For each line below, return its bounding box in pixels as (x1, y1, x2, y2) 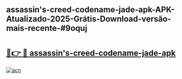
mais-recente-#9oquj (6, 23, 87, 33)
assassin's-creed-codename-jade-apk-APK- (6, 5, 175, 15)
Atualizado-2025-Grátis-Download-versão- (6, 14, 171, 24)
